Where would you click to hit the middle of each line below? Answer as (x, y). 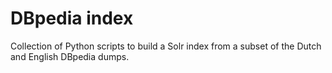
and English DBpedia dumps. (70, 56)
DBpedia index (72, 18)
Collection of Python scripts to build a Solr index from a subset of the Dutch (166, 46)
